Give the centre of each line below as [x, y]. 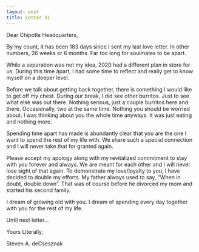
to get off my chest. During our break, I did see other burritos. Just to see [98, 96]
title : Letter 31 [28, 18]
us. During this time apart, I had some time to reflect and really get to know [100, 71]
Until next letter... [28, 220]
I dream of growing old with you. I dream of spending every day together [97, 202]
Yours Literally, [25, 231]
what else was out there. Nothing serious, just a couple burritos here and [97, 102]
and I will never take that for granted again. [60, 146]
